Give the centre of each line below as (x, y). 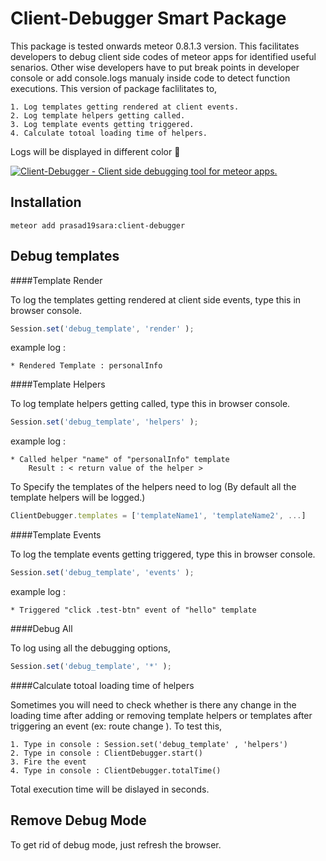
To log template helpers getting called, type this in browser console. (150, 404)
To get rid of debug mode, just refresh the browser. (116, 844)
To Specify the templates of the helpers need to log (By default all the (153, 487)
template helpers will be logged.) (78, 498)
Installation (46, 202)
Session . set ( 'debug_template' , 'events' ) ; (102, 573)
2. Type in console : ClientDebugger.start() (106, 753)
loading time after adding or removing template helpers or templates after (161, 715)
